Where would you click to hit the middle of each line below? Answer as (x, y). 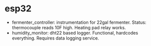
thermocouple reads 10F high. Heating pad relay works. (69, 27)
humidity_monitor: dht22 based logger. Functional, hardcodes (75, 33)
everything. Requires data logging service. (55, 38)
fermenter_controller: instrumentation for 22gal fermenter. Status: (79, 22)
